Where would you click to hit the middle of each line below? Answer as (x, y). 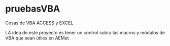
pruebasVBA (33, 9)
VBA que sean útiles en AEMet (37, 38)
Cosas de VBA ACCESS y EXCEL (39, 23)
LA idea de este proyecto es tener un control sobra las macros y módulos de (85, 32)
